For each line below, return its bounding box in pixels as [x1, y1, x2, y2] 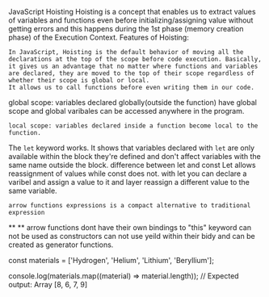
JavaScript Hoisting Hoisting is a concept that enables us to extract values [8, 7, 256, 16]
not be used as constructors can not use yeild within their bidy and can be [8, 232, 256, 241]
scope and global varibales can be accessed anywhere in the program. [8, 107, 245, 115]
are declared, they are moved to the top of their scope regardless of [8, 69, 254, 77]
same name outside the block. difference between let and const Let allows [8, 161, 256, 169]
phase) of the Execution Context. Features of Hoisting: [8, 32, 190, 42]
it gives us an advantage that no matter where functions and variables [8, 62, 258, 70]
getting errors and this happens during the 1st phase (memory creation [8, 24, 244, 33]
